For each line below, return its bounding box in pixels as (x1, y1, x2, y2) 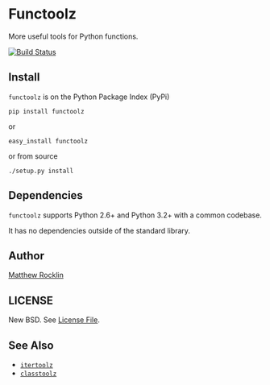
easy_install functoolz (8, 137, 89, 145)
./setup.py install (8, 167, 74, 175)
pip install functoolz (8, 107, 85, 115)
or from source (8, 151, 58, 161)
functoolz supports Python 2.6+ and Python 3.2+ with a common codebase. (8, 210, 262, 220)
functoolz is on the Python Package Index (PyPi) (8, 92, 170, 101)
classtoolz (19, 370, 57, 378)
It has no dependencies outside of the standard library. (8, 226, 191, 235)
